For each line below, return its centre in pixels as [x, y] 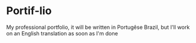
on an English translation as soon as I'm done [62, 33]
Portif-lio [29, 11]
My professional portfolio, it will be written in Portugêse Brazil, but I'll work [98, 27]
